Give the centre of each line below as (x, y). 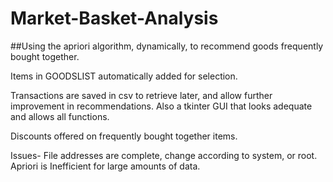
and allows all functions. (60, 116)
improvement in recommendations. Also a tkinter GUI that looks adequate (161, 106)
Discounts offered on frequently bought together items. (124, 136)
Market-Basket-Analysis (114, 18)
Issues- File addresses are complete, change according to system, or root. (164, 155)
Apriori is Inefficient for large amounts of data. (105, 166)
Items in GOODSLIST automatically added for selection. (124, 76)
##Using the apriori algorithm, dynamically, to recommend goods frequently (167, 46)
